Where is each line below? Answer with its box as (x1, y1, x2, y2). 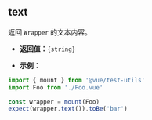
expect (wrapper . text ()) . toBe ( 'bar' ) (8, 105, 128, 113)
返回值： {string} (19, 44, 76, 53)
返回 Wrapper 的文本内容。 (8, 27, 92, 37)
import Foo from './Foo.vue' (8, 83, 103, 92)
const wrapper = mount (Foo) (8, 97, 100, 106)
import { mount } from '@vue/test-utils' (8, 76, 146, 84)
